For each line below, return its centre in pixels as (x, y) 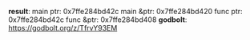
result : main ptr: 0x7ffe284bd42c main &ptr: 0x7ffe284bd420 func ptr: (125, 11)
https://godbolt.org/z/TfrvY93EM (63, 28)
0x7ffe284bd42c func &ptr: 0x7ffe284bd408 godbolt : (98, 20)
